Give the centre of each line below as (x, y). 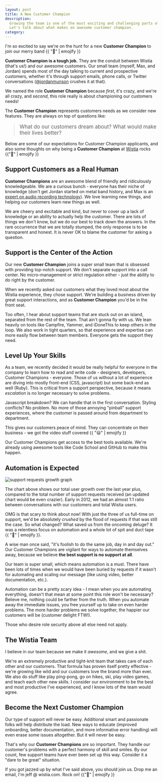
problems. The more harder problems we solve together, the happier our (77, 610)
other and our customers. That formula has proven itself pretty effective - (78, 666)
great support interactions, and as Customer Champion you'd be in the (76, 300)
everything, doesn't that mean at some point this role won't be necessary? (79, 594)
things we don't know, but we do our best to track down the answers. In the (81, 221)
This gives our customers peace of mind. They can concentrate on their (77, 428)
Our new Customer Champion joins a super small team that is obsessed (77, 264)
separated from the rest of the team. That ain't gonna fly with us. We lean (78, 320)
